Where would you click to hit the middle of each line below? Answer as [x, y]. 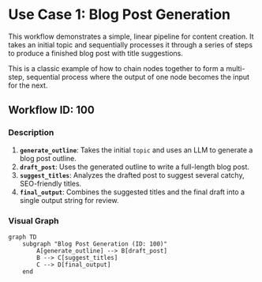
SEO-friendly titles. [51, 183]
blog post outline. [48, 158]
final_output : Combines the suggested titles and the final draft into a [132, 192]
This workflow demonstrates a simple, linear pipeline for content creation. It [131, 36]
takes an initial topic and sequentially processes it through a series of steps [131, 44]
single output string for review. [69, 200]
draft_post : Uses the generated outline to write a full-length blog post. [135, 167]
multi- [236, 68]
